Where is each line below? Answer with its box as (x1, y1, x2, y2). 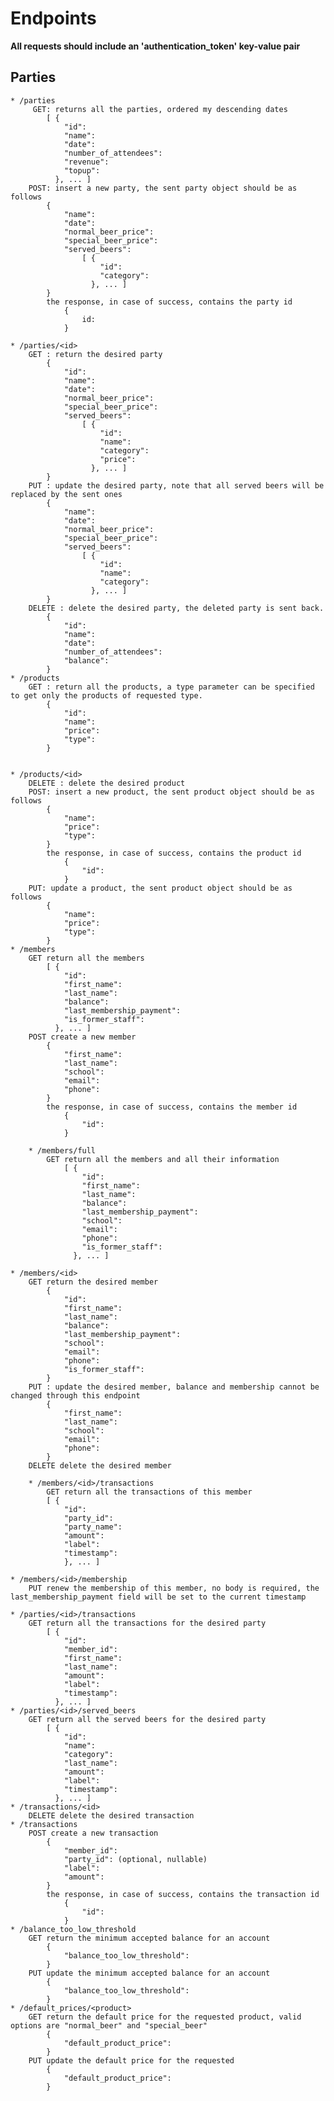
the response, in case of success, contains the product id (46, 848, 302, 858)
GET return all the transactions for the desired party (28, 1618, 267, 1628)
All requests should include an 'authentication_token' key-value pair (10, 40, 301, 52)
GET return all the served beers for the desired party (28, 1714, 267, 1724)
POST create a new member (28, 1032, 137, 1042)
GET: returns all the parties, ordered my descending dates (32, 104, 288, 114)
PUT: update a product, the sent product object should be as (28, 883, 293, 893)
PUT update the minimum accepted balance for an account (28, 1968, 271, 1978)
